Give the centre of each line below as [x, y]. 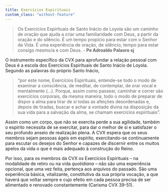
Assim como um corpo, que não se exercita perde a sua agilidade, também [82, 122]
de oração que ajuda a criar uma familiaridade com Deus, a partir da [88, 34]
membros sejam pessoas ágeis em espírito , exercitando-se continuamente [82, 138]
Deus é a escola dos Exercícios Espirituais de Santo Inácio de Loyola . [76, 65]
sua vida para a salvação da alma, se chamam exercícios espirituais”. [89, 112]
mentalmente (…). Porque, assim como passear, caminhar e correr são [90, 91]
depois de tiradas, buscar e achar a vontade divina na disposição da [88, 107]
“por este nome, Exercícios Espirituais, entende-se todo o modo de [87, 80]
